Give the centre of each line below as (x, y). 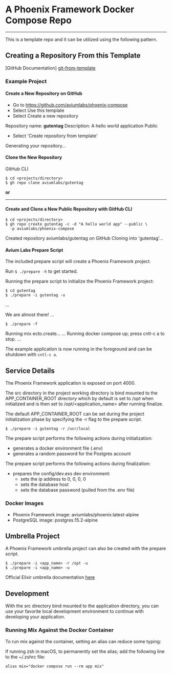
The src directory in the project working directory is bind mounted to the (81, 393)
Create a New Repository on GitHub (44, 93)
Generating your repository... (36, 145)
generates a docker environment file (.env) (58, 448)
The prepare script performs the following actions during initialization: (79, 438)
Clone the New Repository (34, 157)
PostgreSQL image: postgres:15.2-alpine (55, 520)
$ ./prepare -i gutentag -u (35, 295)
